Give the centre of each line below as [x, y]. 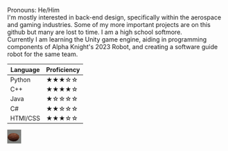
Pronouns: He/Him [34, 10]
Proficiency [63, 69]
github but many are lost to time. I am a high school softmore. [95, 32]
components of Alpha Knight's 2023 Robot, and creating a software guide [113, 47]
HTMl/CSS [25, 118]
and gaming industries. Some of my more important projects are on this [109, 25]
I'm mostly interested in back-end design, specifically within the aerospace [114, 17]
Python [20, 80]
